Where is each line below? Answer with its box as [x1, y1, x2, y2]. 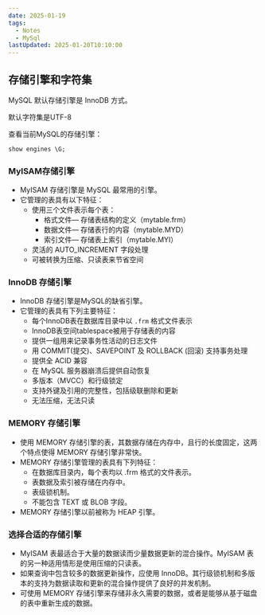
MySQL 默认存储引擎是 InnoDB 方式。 [8, 95, 132, 104]
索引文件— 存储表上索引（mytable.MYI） [43, 235, 178, 245]
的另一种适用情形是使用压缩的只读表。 [19, 558, 146, 568]
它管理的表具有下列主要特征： [19, 306, 118, 315]
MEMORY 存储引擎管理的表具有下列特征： [19, 457, 158, 467]
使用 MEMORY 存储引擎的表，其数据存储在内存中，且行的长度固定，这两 [19, 437, 258, 447]
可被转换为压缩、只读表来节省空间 [31, 255, 144, 264]
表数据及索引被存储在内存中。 [31, 477, 130, 487]
